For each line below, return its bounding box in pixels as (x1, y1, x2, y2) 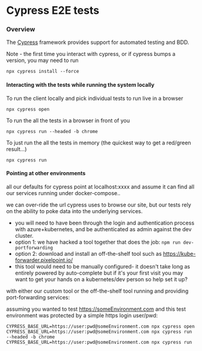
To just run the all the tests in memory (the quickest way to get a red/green (6, 139, 191, 146)
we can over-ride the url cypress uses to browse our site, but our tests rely (6, 201, 191, 208)
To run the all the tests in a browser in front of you (6, 117, 130, 124)
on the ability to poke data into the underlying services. (6, 207, 143, 214)
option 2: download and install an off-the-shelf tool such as (14, 250, 162, 257)
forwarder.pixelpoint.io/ (14, 256, 73, 264)
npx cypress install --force (6, 69, 79, 75)
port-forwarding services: (6, 293, 70, 301)
